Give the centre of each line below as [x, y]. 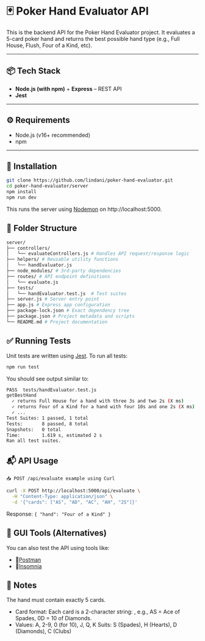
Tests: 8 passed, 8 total [47, 424]
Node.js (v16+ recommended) [52, 135]
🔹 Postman [28, 560]
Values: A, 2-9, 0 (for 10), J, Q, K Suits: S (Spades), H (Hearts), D [96, 625]
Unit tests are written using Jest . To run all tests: [67, 356]
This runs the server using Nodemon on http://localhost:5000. [84, 209]
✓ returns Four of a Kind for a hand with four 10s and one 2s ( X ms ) [103, 407]
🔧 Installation [32, 166]
